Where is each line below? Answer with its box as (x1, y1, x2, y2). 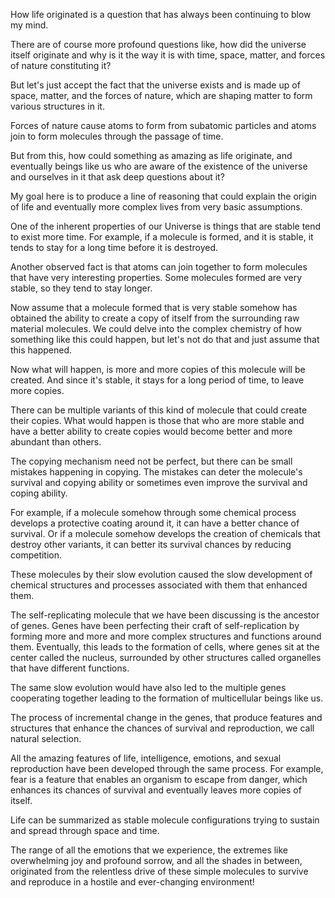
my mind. (10, 19, 49, 31)
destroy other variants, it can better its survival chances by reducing (10, 539, 292, 550)
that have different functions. (10, 662, 130, 674)
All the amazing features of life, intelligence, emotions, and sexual (10, 752, 282, 764)
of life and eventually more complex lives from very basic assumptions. (10, 201, 303, 213)
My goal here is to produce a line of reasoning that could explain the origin (10, 190, 317, 202)
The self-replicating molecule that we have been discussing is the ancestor (10, 609, 320, 621)
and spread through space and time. (10, 825, 160, 836)
